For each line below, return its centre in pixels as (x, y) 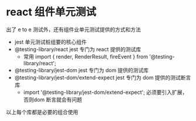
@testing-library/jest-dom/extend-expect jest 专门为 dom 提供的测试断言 (103, 78)
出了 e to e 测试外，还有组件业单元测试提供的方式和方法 (73, 29)
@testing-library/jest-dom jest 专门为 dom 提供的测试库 (82, 70)
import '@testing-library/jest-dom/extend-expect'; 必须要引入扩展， (105, 92)
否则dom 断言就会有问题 (53, 99)
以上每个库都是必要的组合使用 (42, 112)
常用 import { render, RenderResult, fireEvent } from (86, 56)
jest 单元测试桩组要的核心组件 (50, 42)
